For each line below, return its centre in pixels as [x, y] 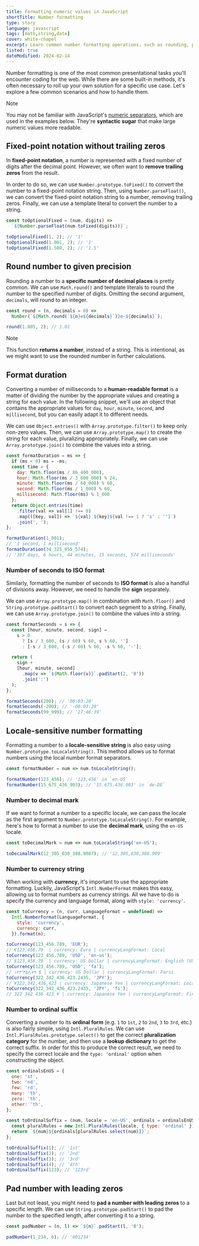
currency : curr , [37, 928]
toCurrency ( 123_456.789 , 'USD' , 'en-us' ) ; [59, 956]
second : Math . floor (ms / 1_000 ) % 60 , [65, 489]
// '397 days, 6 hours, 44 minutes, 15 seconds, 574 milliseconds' [91, 555]
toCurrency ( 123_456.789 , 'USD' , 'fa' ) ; [55, 967]
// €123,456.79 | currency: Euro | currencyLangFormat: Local [86, 950]
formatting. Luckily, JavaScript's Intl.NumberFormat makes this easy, [90, 888]
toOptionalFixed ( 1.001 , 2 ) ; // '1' [50, 243]
